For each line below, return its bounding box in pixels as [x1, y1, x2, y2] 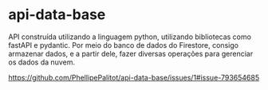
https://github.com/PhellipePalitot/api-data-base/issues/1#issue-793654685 [8, 72, 260, 82]
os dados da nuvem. [8, 57, 76, 67]
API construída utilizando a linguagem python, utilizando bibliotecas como [8, 32, 251, 41]
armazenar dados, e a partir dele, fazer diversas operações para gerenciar [8, 49, 254, 58]
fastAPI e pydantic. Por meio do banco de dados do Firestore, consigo [8, 40, 239, 49]
